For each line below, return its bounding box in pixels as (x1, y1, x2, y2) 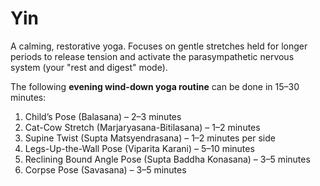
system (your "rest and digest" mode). (10, 61, 168, 73)
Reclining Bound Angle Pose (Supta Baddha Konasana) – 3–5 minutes (24, 153, 311, 165)
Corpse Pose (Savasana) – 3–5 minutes (24, 163, 187, 176)
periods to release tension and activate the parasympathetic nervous (10, 50, 295, 62)
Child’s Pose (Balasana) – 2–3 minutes (24, 110, 182, 122)
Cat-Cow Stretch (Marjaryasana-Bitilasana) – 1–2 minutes (24, 121, 261, 133)
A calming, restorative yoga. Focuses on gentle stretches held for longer (10, 40, 308, 52)
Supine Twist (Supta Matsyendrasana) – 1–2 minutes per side (24, 132, 276, 144)
